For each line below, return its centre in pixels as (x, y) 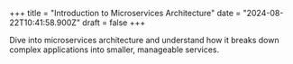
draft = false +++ (114, 23)
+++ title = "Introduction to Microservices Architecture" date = (125, 13)
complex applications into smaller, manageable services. (114, 50)
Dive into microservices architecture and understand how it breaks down (144, 40)
